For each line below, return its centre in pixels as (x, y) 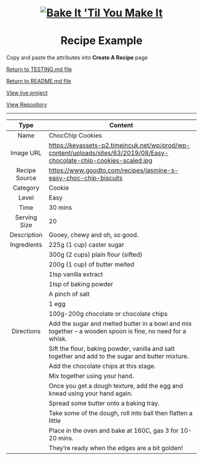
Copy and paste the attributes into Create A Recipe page (77, 58)
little (55, 421)
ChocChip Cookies (75, 135)
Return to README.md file (39, 81)
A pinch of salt (69, 294)
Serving (26, 217)
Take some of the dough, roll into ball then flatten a (121, 413)
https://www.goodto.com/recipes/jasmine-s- (114, 171)
